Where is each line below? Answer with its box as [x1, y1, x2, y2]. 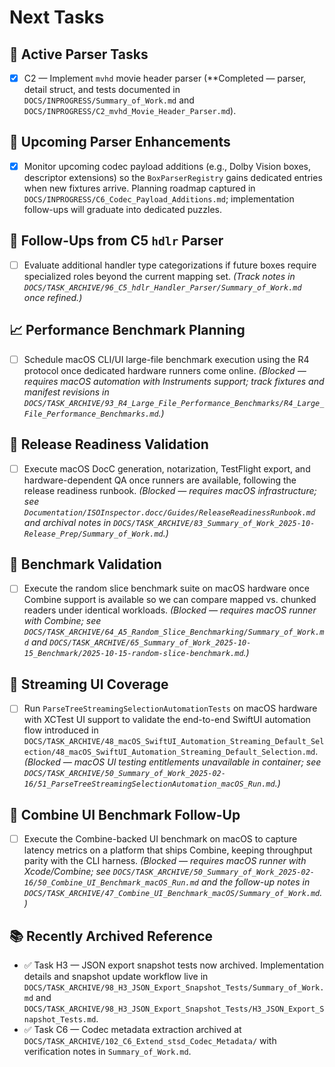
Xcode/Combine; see [23, 866, 111, 878]
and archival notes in [23, 516, 112, 528]
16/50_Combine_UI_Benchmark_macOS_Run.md [23, 878, 199, 888]
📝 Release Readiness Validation [9, 436, 209, 453]
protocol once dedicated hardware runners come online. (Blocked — [23, 364, 307, 376]
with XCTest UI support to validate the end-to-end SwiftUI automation [23, 714, 311, 726]
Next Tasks [9, 6, 105, 29]
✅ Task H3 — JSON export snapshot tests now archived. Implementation [23, 959, 325, 971]
